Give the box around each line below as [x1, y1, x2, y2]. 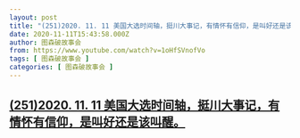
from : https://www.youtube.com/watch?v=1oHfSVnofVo [9, 46, 205, 55]
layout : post [9, 12, 58, 22]
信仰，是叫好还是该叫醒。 [44, 115, 186, 130]
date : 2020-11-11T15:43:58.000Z [9, 29, 129, 38]
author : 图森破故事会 [9, 37, 82, 47]
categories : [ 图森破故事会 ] [9, 63, 113, 72]
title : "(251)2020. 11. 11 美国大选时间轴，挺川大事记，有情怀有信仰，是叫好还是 [9, 21, 287, 30]
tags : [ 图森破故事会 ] [9, 54, 89, 63]
